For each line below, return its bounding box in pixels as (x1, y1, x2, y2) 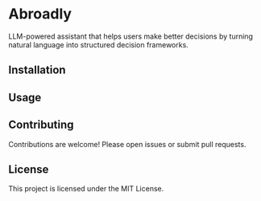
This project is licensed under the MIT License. (8, 184, 164, 194)
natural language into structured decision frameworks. (8, 39, 189, 49)
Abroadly (8, 5, 72, 23)
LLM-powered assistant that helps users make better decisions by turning (8, 31, 254, 41)
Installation (8, 64, 66, 77)
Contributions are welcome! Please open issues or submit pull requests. (8, 139, 246, 149)
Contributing (8, 118, 74, 132)
